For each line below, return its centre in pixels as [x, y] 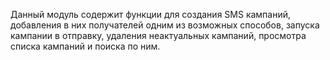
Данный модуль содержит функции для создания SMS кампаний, [151, 14]
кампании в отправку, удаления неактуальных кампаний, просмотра [158, 35]
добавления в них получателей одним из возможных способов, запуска [165, 25]
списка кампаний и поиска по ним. [85, 46]
